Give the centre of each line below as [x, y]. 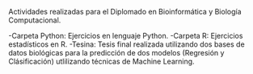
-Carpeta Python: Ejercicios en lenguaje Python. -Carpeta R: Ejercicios [126, 36]
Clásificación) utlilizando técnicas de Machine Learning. [102, 61]
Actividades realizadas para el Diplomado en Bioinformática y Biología [125, 12]
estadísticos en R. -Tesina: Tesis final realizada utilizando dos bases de [126, 44]
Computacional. [35, 20]
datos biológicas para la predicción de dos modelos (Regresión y [116, 53]
